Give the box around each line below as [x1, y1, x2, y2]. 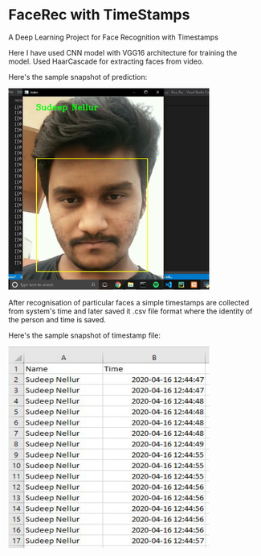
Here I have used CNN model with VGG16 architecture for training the [8, 48, 238, 57]
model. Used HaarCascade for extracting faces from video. [8, 56, 204, 66]
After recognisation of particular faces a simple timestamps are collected [8, 297, 250, 307]
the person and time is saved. [8, 314, 107, 324]
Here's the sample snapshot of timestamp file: [8, 330, 161, 340]
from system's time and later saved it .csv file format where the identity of [8, 306, 253, 316]
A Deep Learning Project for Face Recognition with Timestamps [8, 32, 219, 42]
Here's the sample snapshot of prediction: [8, 72, 148, 81]
